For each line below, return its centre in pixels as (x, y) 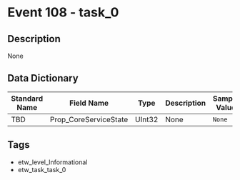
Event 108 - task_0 (63, 12)
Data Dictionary (43, 78)
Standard (27, 99)
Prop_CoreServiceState (89, 119)
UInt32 (146, 119)
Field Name (89, 103)
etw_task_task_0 (42, 169)
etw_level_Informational (52, 162)
